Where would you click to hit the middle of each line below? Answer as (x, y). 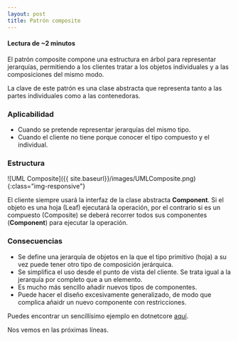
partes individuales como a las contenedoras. (74, 95)
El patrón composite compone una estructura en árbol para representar (112, 59)
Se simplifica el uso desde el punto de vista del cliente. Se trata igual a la (124, 272)
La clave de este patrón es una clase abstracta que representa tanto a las (115, 88)
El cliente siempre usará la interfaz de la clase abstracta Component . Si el (115, 200)
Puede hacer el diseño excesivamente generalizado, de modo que (114, 294)
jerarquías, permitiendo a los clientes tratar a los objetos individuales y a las (118, 67)
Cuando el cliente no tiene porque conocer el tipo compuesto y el (113, 137)
